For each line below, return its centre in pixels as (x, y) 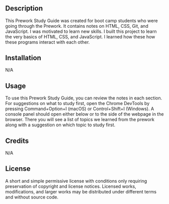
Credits (17, 141)
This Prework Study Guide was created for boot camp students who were (81, 20)
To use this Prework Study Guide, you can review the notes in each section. (84, 98)
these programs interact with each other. (47, 42)
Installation (23, 58)
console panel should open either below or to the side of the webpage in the (84, 114)
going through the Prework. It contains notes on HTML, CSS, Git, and (77, 26)
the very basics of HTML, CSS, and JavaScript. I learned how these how (80, 36)
